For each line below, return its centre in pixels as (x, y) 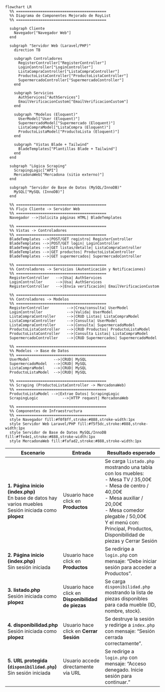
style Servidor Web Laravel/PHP (43, 424)
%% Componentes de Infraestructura (46, 411)
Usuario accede (81, 661)
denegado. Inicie (124, 670)
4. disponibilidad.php (33, 625)
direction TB (27, 50)
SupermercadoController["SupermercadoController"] (71, 80)
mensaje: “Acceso (125, 664)
